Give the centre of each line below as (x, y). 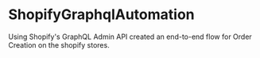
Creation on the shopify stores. (59, 44)
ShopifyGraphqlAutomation (101, 15)
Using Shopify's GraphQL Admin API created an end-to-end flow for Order (130, 37)
